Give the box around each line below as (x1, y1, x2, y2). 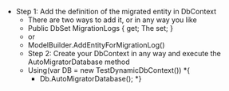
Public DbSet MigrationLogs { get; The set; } (27, 24, 174, 32)
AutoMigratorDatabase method (27, 57, 130, 66)
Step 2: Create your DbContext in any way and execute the (27, 49, 222, 58)
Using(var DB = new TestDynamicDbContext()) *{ (27, 66, 191, 74)
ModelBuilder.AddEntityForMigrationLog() (27, 40, 165, 50)
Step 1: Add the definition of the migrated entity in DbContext (15, 7, 217, 16)
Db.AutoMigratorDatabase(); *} (39, 74, 142, 83)
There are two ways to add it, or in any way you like (27, 15, 197, 25)
